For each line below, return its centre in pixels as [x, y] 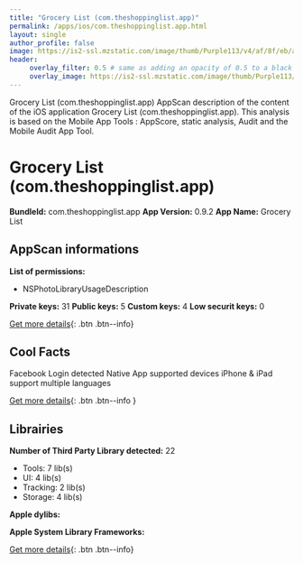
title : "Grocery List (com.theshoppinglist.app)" [105, 18]
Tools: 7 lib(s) [48, 468]
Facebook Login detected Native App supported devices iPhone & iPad [141, 374]
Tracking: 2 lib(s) [54, 487]
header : [24, 60]
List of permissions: [47, 271]
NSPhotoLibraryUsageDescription [85, 289]
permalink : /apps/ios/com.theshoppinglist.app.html [108, 26]
